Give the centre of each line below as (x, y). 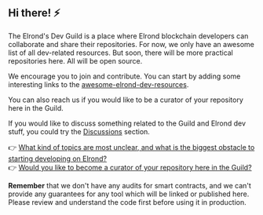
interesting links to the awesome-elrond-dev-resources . (99, 84)
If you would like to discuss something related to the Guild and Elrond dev (127, 123)
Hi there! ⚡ (34, 13)
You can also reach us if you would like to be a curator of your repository (126, 100)
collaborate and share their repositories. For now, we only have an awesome (131, 44)
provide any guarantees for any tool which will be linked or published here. (129, 194)
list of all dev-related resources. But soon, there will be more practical (121, 53)
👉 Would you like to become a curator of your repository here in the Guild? (130, 167)
